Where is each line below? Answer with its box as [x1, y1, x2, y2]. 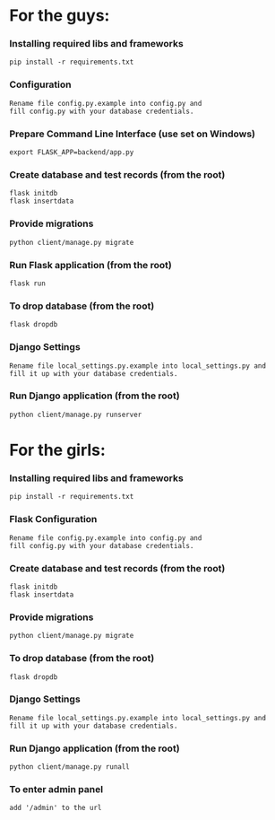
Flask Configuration [9, 513, 98, 526]
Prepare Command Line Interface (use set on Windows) [9, 127, 256, 140]
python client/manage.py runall [9, 763, 130, 772]
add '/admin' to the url [9, 804, 102, 813]
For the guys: [9, 5, 110, 26]
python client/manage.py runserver [9, 410, 142, 419]
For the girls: [9, 441, 106, 460]
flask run [9, 279, 47, 288]
